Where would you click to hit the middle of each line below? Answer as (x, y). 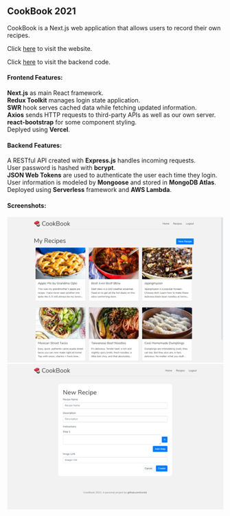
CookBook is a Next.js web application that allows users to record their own (114, 28)
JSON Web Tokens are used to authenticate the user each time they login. (112, 175)
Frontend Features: (35, 78)
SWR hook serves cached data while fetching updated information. (102, 108)
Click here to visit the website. (50, 48)
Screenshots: (27, 205)
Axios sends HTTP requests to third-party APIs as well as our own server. (112, 115)
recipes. (19, 35)
